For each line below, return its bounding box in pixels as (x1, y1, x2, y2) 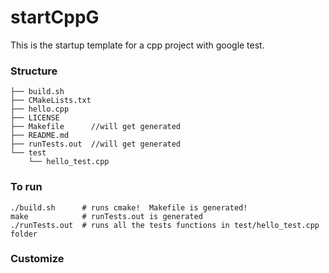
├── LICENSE (10, 113, 60, 123)
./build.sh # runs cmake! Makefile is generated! (10, 202, 248, 213)
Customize (10, 252, 65, 266)
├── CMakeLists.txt (10, 96, 92, 106)
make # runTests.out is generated (10, 211, 203, 221)
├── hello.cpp (10, 104, 70, 115)
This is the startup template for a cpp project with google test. (10, 39, 265, 51)
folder (10, 229, 38, 239)
